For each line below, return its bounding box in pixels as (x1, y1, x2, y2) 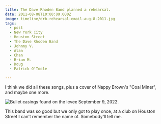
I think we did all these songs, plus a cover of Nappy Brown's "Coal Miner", (5, 84, 157, 90)
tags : (5, 21, 16, 26)
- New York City (9, 30, 43, 35)
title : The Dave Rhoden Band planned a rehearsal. (5, 7, 111, 12)
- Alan (9, 48, 23, 53)
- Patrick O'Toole (9, 67, 48, 72)
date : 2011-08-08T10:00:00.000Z (5, 12, 71, 17)
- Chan (9, 52, 23, 58)
